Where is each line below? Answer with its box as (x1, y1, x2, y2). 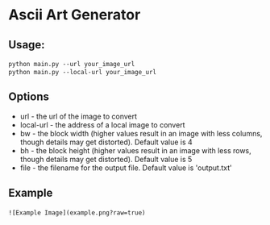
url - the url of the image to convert (19, 111, 138, 121)
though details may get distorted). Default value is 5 (19, 154, 193, 164)
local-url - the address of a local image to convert (19, 119, 185, 130)
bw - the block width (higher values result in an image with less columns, (19, 128, 263, 138)
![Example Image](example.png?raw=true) (8, 208, 147, 217)
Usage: (8, 38, 46, 52)
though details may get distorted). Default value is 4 (19, 137, 193, 147)
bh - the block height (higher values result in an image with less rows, (19, 145, 251, 155)
